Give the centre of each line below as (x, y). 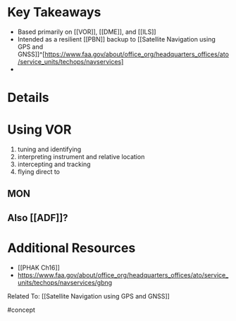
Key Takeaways (54, 12)
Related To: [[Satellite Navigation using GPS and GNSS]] (89, 296)
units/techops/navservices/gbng (65, 282)
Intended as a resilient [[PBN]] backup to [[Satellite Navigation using (117, 39)
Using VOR (39, 130)
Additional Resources (72, 248)
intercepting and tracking (54, 164)
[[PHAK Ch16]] (38, 267)
